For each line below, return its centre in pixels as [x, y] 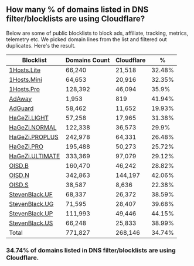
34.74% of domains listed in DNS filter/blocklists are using [91, 250]
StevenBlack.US [31, 223]
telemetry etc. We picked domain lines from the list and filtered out [86, 39]
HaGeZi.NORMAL [33, 127]
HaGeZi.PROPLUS [34, 137]
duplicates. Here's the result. [41, 45]
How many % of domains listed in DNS [77, 10]
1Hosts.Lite [25, 70]
